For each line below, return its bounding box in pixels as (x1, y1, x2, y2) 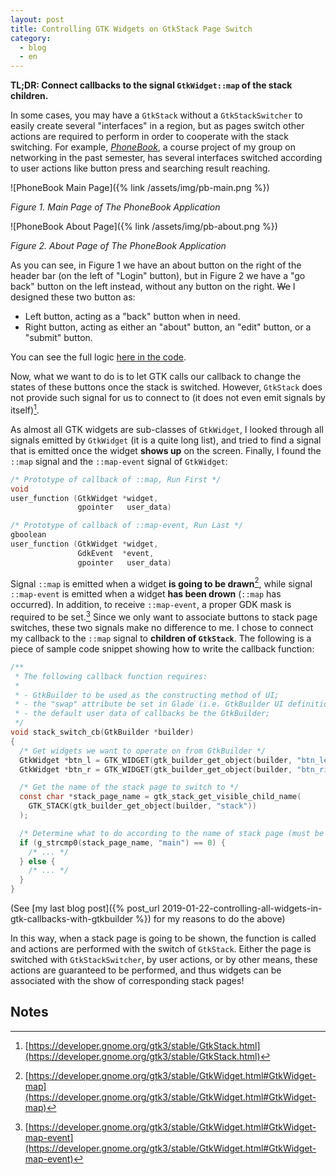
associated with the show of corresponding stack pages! (10, 975, 245, 987)
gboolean (10, 530, 47, 540)
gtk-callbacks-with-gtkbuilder (10, 913, 134, 925)
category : (10, 33, 52, 43)
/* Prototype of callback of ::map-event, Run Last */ (10, 521, 244, 531)
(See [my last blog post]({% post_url (10, 902, 160, 915)
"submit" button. (24, 332, 93, 344)
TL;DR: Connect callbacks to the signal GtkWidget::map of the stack (10, 79, 293, 91)
